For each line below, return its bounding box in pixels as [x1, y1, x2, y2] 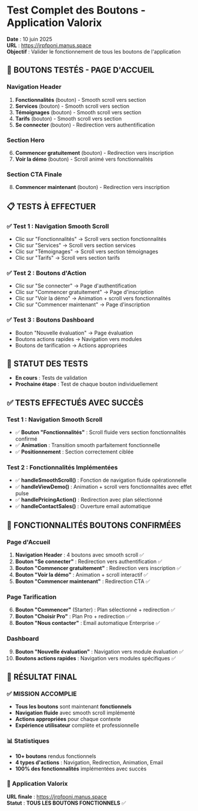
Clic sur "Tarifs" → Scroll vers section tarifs [15, 254, 120, 261]
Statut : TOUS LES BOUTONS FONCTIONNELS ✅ [6, 799, 126, 806]
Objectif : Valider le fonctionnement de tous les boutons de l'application [6, 48, 181, 55]
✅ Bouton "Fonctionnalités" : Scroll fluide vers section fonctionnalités [15, 429, 186, 436]
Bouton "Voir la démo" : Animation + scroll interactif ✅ [15, 571, 149, 578]
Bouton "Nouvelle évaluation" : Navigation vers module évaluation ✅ [15, 648, 184, 655]
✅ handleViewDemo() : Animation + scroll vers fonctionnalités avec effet [15, 484, 192, 491]
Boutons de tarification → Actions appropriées [15, 342, 127, 349]
